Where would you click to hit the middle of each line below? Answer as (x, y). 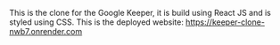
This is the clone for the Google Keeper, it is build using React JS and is (140, 13)
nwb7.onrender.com (46, 31)
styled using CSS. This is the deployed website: (97, 22)
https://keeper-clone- (226, 22)
